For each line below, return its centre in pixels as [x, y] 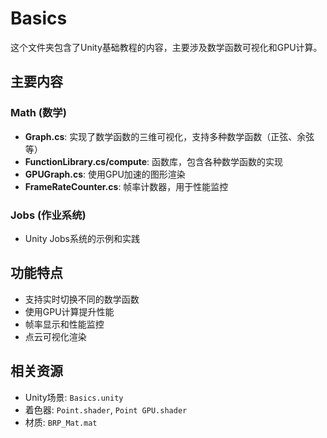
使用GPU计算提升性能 [69, 311]
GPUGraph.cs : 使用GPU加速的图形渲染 [105, 174]
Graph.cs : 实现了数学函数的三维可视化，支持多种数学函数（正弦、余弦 [169, 136]
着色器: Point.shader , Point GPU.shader [106, 409]
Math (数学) [38, 113]
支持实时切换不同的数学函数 [82, 299]
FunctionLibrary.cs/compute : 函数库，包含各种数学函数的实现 [154, 161]
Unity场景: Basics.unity [74, 397]
